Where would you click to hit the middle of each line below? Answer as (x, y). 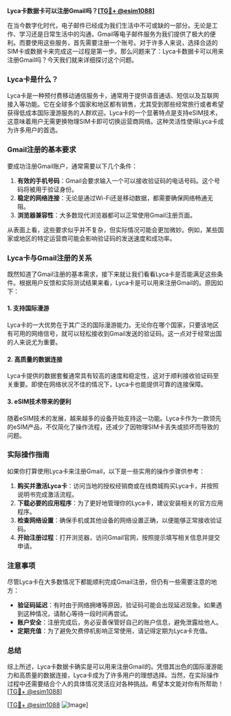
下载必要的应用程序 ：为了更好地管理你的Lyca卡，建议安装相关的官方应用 (120, 503)
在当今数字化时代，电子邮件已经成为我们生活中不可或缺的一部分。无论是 (109, 25)
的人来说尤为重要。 (34, 342)
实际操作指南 (29, 455)
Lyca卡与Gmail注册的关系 (50, 257)
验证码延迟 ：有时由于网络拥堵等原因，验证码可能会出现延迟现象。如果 (117, 605)
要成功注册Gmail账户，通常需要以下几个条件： (73, 166)
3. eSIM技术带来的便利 (39, 401)
